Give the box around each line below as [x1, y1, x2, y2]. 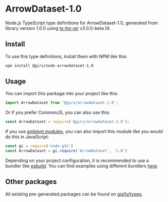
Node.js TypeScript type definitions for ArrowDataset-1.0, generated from [5, 20, 158, 26]
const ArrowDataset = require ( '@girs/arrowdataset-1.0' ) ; [5, 119, 130, 125]
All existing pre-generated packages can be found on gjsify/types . [5, 191, 143, 197]
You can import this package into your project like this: [5, 91, 119, 97]
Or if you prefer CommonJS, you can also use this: [5, 109, 110, 115]
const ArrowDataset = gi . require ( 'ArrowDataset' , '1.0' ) [5, 148, 128, 153]
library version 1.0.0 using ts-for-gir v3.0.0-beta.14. [5, 25, 111, 31]
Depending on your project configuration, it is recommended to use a [5, 157, 149, 164]
